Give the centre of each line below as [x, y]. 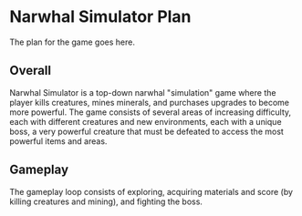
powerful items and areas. [58, 141]
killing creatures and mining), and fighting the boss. [106, 201]
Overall [31, 71]
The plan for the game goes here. [72, 42]
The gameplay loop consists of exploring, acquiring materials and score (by [151, 191]
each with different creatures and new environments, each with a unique [146, 121]
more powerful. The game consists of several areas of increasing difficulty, [151, 112]
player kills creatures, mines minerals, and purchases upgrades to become [150, 102]
